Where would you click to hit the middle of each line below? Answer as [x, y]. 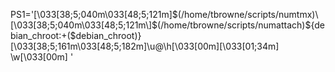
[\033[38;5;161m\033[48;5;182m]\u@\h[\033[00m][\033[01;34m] [145, 46]
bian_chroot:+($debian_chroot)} [76, 35]
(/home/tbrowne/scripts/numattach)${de [241, 25]
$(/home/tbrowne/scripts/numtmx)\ [245, 14]
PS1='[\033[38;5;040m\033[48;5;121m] [91, 14]
